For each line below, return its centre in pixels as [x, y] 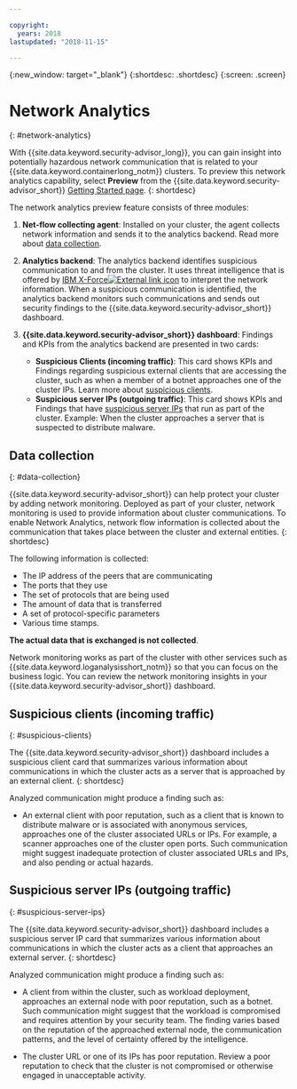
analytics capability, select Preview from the [90, 181]
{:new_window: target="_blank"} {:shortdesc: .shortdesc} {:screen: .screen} [148, 75]
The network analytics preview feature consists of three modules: [129, 208]
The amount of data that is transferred [92, 605]
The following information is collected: [79, 559]
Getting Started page [106, 190]
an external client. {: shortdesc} [67, 781]
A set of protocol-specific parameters [91, 613]
